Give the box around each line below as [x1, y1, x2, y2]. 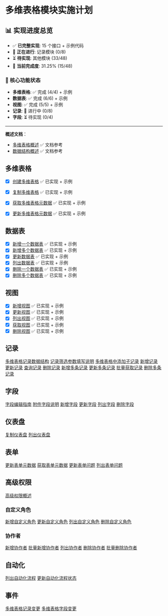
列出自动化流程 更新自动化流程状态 [5, 575, 76, 581]
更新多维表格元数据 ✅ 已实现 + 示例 [12, 210, 86, 216]
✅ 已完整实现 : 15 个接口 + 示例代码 [12, 43, 84, 48]
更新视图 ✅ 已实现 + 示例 [12, 309, 64, 315]
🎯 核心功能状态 [5, 76, 41, 83]
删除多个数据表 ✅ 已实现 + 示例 [12, 272, 77, 279]
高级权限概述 [5, 492, 31, 499]
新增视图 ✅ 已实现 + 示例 [12, 303, 64, 309]
